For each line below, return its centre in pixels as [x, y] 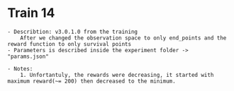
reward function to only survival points [69, 44]
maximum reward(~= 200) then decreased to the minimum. [91, 81]
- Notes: [20, 68]
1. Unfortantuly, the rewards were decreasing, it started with [117, 75]
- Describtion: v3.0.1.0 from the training [73, 32]
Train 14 [31, 13]
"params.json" [28, 56]
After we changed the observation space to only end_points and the [123, 38]
